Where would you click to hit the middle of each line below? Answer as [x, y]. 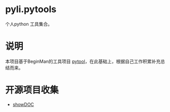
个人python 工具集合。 [29, 24]
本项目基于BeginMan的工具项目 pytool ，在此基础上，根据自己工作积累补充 [83, 61]
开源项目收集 [32, 90]
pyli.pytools [31, 9]
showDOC [23, 104]
